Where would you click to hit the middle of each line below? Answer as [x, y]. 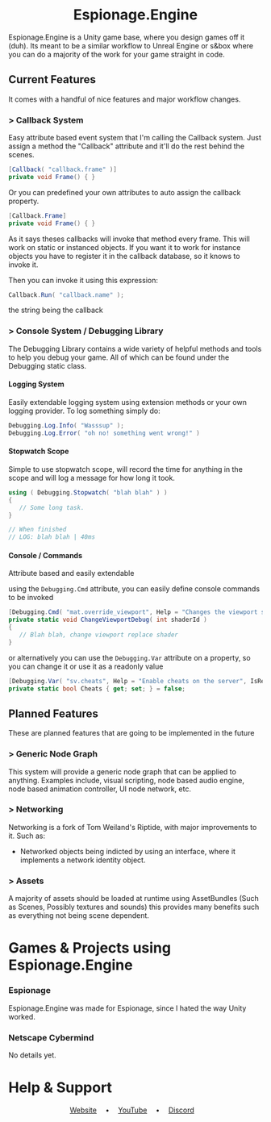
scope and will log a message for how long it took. [92, 478]
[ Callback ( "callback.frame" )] [63, 170]
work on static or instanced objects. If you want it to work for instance [125, 247]
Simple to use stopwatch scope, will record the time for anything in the [126, 469]
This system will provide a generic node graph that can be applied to [122, 771]
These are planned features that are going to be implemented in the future [131, 733]
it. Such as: [27, 836]
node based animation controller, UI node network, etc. [100, 789]
